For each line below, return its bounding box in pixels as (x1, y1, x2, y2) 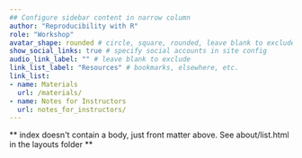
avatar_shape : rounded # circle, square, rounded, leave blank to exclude (9, 38, 296, 48)
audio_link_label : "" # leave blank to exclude (9, 55, 191, 64)
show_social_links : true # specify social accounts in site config (9, 47, 268, 56)
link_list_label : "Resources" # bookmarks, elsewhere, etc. (9, 64, 240, 73)
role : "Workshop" (9, 30, 75, 39)
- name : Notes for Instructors (9, 96, 127, 106)
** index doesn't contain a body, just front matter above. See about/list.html (9, 129, 289, 140)
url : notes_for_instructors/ (17, 105, 127, 114)
